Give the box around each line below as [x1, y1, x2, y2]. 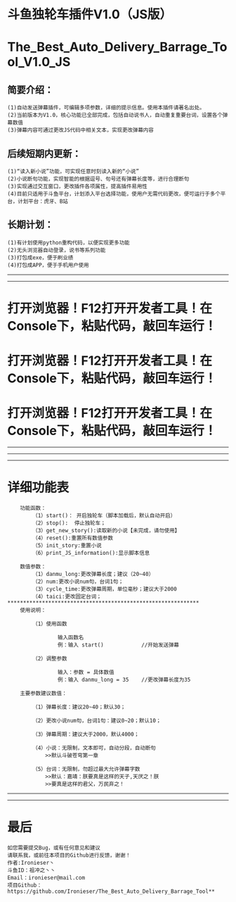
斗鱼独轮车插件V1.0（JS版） [7, 6, 173, 23]
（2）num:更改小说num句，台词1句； [32, 578, 124, 585]
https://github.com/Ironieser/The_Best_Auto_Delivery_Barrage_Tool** [7, 888, 216, 895]
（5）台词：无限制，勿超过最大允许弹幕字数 [32, 765, 140, 773]
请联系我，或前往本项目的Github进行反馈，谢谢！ [7, 852, 131, 859]
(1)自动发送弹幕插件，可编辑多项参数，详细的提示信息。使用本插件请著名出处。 [7, 104, 205, 111]
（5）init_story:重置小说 [32, 542, 102, 549]
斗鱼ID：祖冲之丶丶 [7, 867, 56, 874]
